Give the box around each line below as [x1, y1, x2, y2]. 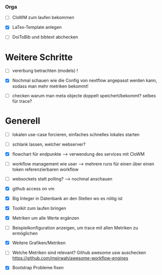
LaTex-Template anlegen [12, 24, 62, 30]
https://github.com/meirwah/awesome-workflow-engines [12, 255, 129, 261]
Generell [5, 115, 41, 126]
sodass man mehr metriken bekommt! [12, 83, 89, 89]
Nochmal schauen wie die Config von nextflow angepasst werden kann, [12, 77, 158, 84]
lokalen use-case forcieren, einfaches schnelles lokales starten [12, 131, 140, 137]
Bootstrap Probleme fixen [12, 265, 64, 271]
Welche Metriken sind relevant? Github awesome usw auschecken [12, 250, 146, 255]
